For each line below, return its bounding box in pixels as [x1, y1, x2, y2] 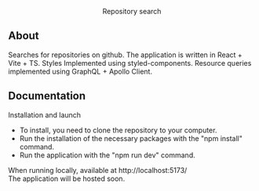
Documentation [8, 89, 86, 103]
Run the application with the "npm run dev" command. [19, 150, 195, 160]
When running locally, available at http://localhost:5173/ [8, 165, 188, 175]
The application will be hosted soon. [8, 174, 126, 183]
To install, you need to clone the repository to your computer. [19, 125, 217, 135]
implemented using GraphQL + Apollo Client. [8, 67, 153, 76]
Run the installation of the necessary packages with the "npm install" [19, 133, 243, 143]
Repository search [102, 7, 162, 16]
